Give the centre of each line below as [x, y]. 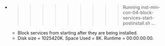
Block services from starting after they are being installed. [77, 33]
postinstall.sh [136, 23]
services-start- [138, 18]
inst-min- [150, 7]
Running [131, 7]
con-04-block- [138, 12]
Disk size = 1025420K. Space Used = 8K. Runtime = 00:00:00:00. [86, 38]
